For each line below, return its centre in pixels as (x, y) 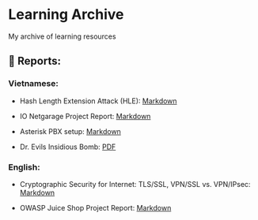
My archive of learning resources (62, 36)
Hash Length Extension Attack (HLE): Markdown (98, 101)
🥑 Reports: (35, 61)
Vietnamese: (34, 84)
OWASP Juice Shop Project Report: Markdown (95, 207)
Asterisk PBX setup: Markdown (70, 131)
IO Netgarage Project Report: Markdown (85, 116)
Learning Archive (66, 15)
